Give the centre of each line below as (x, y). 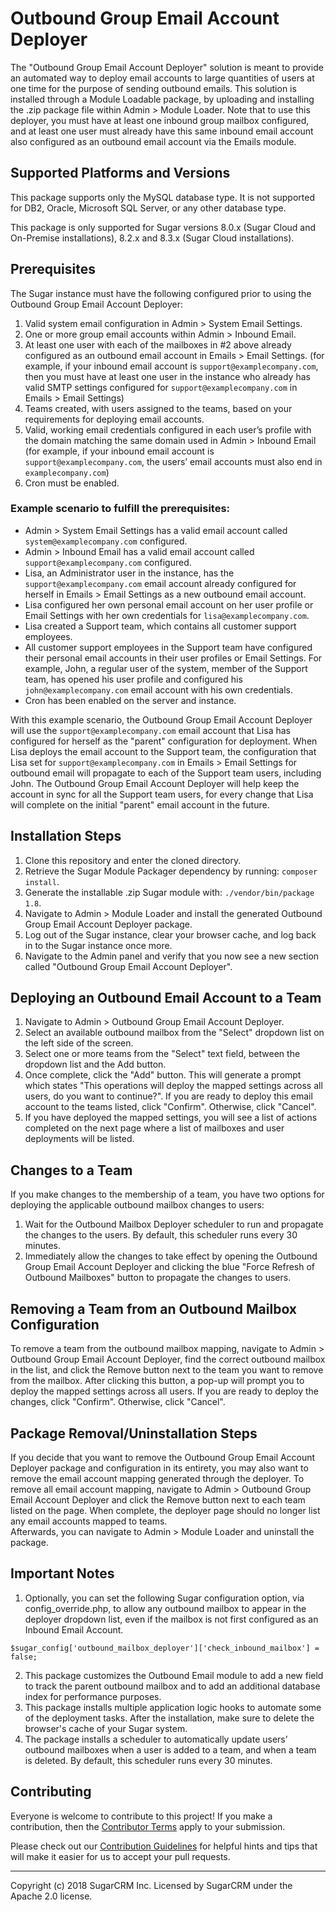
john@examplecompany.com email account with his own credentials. (159, 689)
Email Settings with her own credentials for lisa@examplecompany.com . (167, 615)
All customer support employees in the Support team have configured (168, 647)
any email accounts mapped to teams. (89, 1521)
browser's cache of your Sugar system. (106, 1728)
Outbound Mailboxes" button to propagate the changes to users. (158, 1278)
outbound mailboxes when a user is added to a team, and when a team (170, 1749)
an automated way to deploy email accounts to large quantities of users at (162, 78)
